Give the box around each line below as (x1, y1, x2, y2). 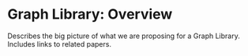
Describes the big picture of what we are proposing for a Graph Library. (7, 31, 240, 40)
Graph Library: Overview (7, 5, 173, 23)
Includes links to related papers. (7, 39, 112, 48)
